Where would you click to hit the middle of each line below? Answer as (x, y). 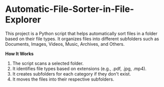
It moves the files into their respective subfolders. (63, 79)
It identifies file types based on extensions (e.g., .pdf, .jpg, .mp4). (80, 69)
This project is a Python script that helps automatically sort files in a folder (82, 33)
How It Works (19, 54)
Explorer (23, 20)
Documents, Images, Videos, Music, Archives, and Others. (65, 44)
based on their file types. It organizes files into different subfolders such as (82, 39)
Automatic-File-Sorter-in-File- (70, 9)
